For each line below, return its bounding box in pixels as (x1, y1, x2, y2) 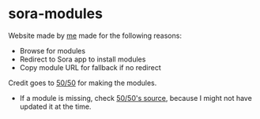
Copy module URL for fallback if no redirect (19, 62, 162, 72)
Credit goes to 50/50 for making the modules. (8, 78, 157, 87)
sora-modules (8, 5, 103, 23)
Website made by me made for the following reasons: (8, 31, 182, 40)
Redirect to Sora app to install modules (19, 54, 146, 64)
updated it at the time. (19, 102, 92, 111)
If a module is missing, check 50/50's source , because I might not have (19, 93, 253, 102)
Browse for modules (19, 46, 85, 55)
